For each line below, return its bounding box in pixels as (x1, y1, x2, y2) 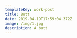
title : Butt (5, 12, 30, 17)
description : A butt (5, 26, 48, 31)
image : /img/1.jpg (5, 21, 43, 26)
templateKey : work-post (5, 7, 55, 12)
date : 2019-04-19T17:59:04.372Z (5, 16, 72, 21)
